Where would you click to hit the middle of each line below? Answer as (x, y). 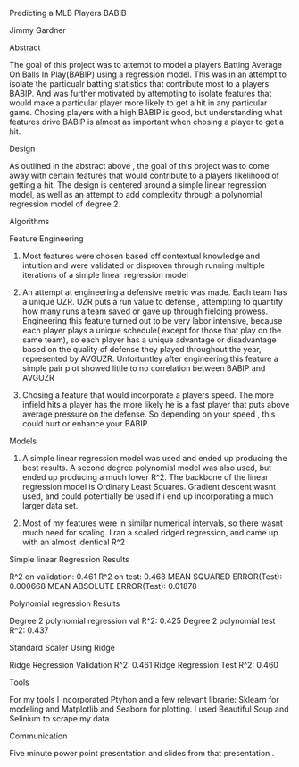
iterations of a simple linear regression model (105, 275)
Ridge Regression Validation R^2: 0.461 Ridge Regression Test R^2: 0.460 (144, 665)
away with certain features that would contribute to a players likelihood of (144, 175)
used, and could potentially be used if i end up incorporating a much (148, 496)
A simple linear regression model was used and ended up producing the (154, 458)
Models (23, 441)
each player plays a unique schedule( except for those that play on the (152, 330)
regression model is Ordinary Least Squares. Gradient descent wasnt (149, 487)
